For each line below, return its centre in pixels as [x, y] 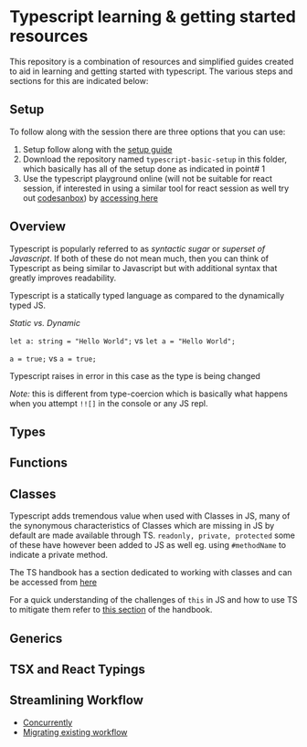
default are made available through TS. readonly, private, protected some [152, 535]
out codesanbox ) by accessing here [90, 197]
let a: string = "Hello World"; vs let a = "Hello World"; [122, 341]
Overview [38, 227]
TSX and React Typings [78, 669]
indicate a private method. [58, 555]
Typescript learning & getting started [153, 17]
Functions [39, 463]
